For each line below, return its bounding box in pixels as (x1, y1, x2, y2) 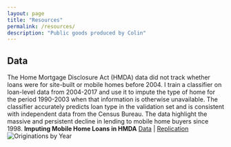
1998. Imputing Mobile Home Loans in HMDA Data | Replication (7, 125, 189, 133)
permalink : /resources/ (7, 23, 76, 30)
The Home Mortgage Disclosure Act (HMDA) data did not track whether (7, 73, 210, 81)
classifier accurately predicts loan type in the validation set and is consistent (7, 103, 225, 111)
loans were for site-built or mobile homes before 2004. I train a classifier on (7, 81, 222, 89)
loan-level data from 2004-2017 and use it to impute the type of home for (7, 88, 216, 97)
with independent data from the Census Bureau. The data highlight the (7, 110, 208, 118)
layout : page (7, 10, 45, 17)
